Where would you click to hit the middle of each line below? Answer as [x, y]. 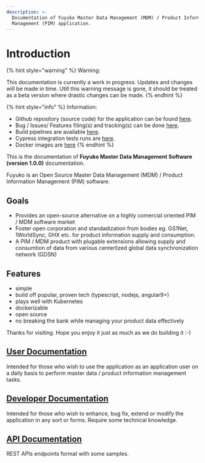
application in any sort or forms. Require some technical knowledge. [92, 420]
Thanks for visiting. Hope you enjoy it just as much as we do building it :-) [99, 332]
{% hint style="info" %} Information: [52, 107]
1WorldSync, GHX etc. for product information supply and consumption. [105, 235]
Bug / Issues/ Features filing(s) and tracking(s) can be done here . [97, 125]
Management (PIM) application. [52, 23]
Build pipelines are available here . [57, 132]
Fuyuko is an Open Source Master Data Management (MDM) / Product [95, 175]
